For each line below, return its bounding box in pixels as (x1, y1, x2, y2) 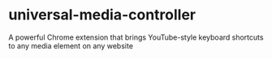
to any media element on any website (8, 40, 134, 50)
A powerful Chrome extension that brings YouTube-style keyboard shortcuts (8, 32, 264, 42)
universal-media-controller (8, 6, 196, 24)
